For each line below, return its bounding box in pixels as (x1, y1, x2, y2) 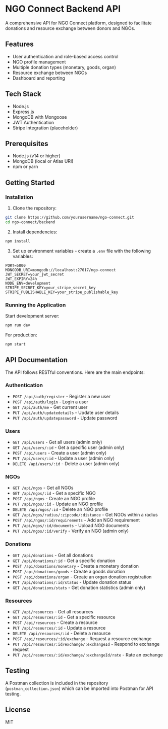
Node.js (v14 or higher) (12, 153, 61, 159)
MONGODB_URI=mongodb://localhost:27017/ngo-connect (5, 267, 116, 272)
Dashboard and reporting (12, 75, 66, 81)
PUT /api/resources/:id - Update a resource (12, 625, 106, 631)
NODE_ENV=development (5, 281, 51, 286)
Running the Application (5, 301, 66, 308)
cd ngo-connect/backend (5, 219, 55, 225)
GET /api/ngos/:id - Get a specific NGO (12, 490, 96, 496)
